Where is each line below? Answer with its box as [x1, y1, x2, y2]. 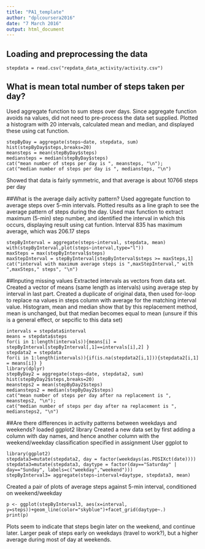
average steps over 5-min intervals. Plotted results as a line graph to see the [6, 201, 199, 209]
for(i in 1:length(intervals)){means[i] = [6, 339, 117, 345]
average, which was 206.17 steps [6, 228, 90, 235]
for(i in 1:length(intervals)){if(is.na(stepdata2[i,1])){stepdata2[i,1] [6, 355, 199, 361]
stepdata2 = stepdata [6, 349, 62, 356]
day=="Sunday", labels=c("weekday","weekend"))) [6, 467, 133, 473]
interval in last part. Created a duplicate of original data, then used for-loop [6, 290, 196, 298]
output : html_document [6, 26, 64, 33]
